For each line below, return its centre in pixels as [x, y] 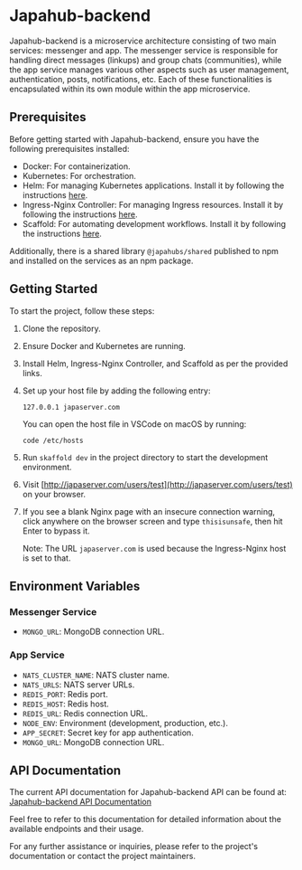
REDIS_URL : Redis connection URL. [85, 713]
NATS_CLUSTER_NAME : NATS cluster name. [96, 675]
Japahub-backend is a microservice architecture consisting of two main [143, 41]
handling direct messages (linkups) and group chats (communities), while [146, 60]
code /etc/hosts [53, 440]
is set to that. [46, 558]
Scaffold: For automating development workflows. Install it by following [154, 223]
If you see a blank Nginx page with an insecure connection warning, [149, 511]
